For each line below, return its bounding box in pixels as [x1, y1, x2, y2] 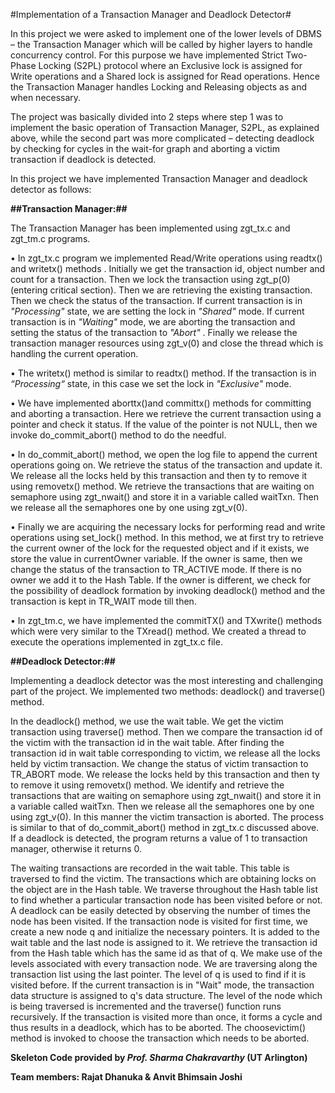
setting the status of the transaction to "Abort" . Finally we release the [10, 327, 298, 338]
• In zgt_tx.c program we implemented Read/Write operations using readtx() [10, 252, 323, 264]
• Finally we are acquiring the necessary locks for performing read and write [10, 521, 326, 533]
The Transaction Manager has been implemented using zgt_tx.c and [10, 222, 291, 234]
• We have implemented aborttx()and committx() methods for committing [10, 397, 312, 409]
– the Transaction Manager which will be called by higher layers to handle [10, 39, 313, 50]
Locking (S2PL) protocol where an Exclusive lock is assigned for [38, 60, 303, 71]
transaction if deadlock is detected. [10, 154, 157, 165]
